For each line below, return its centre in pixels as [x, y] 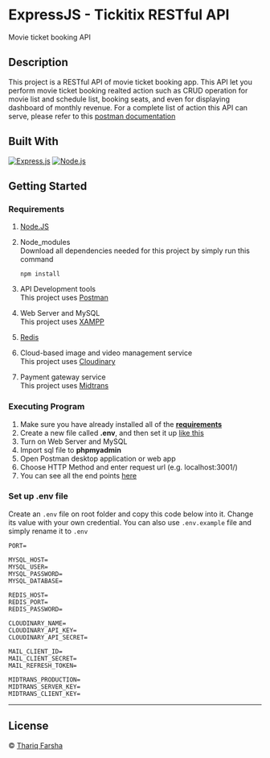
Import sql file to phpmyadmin [71, 449]
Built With [33, 141]
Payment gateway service [63, 377]
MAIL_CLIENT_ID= [35, 651]
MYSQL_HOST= [28, 560]
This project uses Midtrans [64, 386]
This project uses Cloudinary [67, 362]
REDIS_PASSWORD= [35, 609]
